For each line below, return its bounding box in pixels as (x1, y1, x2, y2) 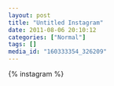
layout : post (8, 11, 51, 20)
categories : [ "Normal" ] (8, 33, 86, 41)
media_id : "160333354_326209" (8, 48, 108, 56)
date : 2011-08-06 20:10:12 (8, 26, 97, 34)
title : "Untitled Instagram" (8, 19, 104, 27)
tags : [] (8, 41, 37, 48)
